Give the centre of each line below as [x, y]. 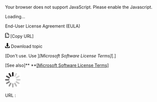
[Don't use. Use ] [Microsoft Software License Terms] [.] [61, 56]
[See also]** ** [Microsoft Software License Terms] [57, 65]
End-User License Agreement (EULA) [43, 26]
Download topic [27, 46]
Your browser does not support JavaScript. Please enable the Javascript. [79, 7]
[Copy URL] [22, 36]
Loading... [15, 16]
